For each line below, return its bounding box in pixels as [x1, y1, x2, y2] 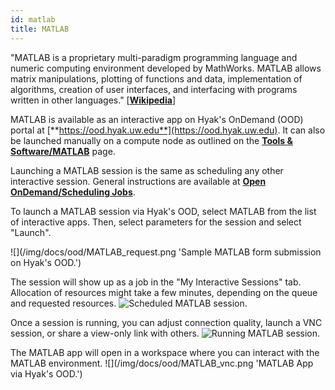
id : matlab [10, 14, 56, 25]
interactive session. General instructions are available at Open [10, 175, 267, 187]
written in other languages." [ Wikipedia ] [10, 94, 176, 106]
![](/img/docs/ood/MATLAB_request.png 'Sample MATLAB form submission [10, 246, 322, 258]
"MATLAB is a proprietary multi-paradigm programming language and [10, 51, 298, 63]
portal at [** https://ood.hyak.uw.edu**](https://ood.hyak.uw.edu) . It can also [10, 124, 326, 136]
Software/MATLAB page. [10, 145, 116, 157]
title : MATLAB [10, 24, 70, 34]
